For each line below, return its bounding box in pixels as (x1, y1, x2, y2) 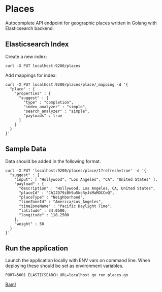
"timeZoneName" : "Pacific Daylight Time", (18, 204, 113, 209)
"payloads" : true (23, 113, 62, 118)
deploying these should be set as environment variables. (5, 263, 123, 269)
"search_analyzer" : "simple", (23, 109, 90, 114)
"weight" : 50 (14, 221, 44, 226)
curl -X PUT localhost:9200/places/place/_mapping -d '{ (5, 82, 128, 87)
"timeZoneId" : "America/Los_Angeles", (18, 199, 103, 204)
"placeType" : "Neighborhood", (18, 194, 85, 200)
